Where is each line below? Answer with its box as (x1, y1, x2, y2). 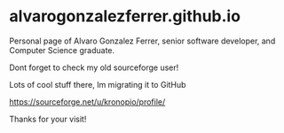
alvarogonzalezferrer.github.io (9, 6, 241, 27)
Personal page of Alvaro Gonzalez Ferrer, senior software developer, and (9, 35, 276, 46)
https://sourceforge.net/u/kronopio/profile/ (9, 96, 166, 107)
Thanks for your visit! (9, 113, 87, 124)
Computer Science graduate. (9, 44, 115, 55)
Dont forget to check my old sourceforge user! (9, 62, 179, 73)
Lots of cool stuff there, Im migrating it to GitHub (9, 79, 186, 90)
